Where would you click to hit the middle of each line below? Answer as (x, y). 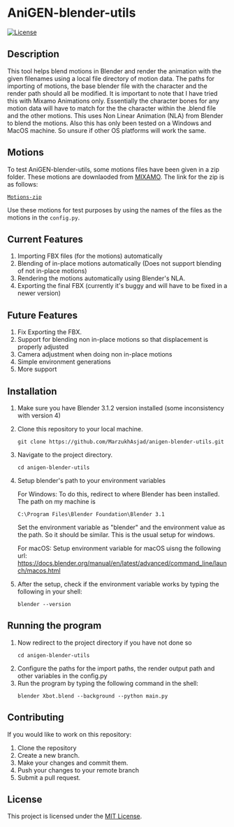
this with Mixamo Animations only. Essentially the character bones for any (114, 101)
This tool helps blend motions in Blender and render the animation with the (115, 71)
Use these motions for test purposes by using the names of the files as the (115, 210)
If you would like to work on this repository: (69, 734)
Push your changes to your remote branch (78, 770)
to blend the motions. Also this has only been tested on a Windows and (109, 123)
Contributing (36, 718)
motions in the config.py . (44, 217)
